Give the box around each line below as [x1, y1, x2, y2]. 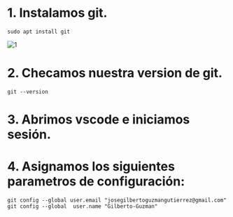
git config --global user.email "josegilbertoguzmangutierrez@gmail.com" [7, 197, 227, 204]
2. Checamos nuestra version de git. [7, 65, 223, 81]
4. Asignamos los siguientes [7, 159, 175, 175]
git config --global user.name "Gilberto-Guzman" [7, 203, 158, 210]
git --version [7, 88, 49, 96]
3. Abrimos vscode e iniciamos [7, 112, 190, 128]
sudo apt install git [7, 28, 71, 35]
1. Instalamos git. [7, 5, 108, 21]
